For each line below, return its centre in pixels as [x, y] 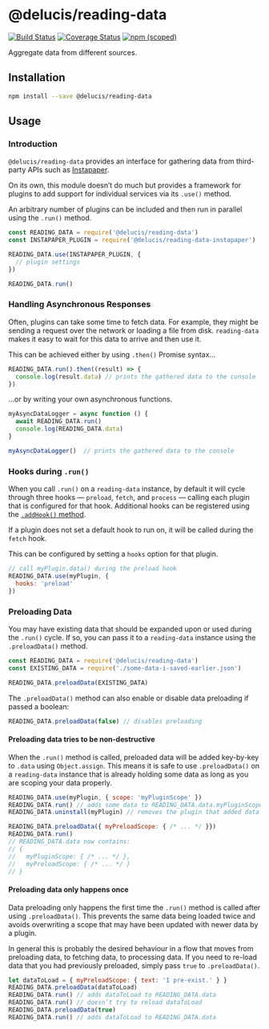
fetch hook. [28, 539]
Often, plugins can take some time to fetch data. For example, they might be [133, 321]
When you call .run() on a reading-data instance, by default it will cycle [127, 489]
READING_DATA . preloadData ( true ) [62, 1010]
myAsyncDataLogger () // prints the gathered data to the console [121, 450]
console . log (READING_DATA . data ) [70, 429]
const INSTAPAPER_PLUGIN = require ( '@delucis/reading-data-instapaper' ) [132, 240]
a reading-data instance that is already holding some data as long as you [128, 774]
